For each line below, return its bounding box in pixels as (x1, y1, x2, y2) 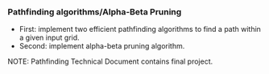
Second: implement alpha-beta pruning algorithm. (19, 41, 185, 51)
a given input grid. (19, 33, 80, 42)
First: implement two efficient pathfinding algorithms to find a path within (19, 25, 261, 34)
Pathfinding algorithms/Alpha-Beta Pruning (7, 6, 182, 18)
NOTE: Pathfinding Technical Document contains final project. (7, 56, 213, 66)
